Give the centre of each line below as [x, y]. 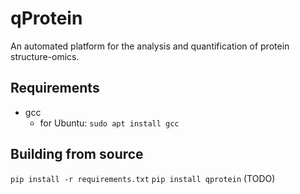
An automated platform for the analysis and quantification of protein [150, 46]
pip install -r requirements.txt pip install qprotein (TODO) [143, 178]
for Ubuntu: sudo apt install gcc [109, 123]
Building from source [77, 154]
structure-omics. [45, 56]
